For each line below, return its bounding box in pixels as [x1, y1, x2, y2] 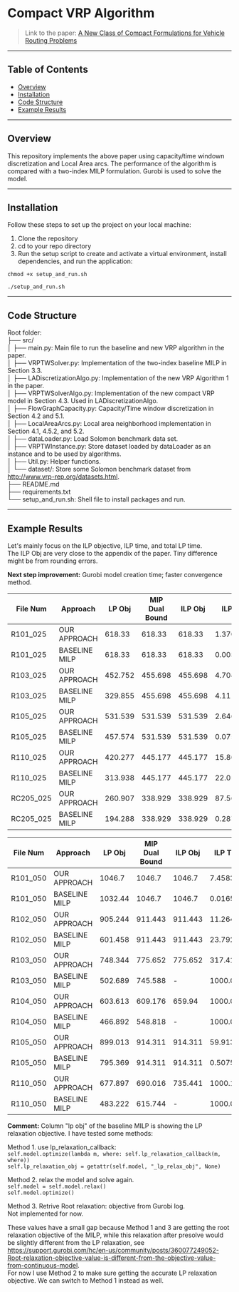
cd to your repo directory [17, 242, 92, 250]
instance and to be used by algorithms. [7, 449, 122, 458]
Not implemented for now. [7, 1209, 84, 1218]
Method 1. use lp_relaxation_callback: [7, 1143, 117, 1151]
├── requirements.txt [7, 487, 71, 497]
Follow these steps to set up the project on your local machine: [7, 220, 191, 229]
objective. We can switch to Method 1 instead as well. [7, 1276, 164, 1285]
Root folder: [7, 328, 42, 337]
